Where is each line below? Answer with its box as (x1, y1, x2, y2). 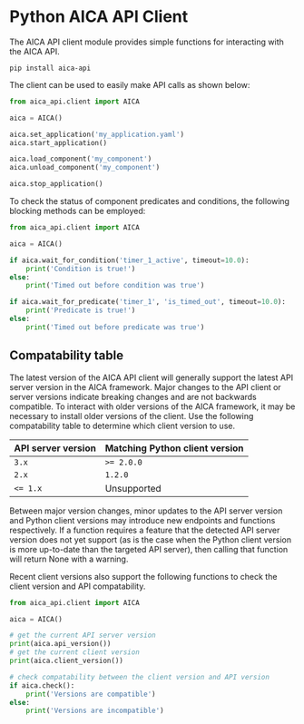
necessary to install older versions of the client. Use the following (9, 410, 254, 421)
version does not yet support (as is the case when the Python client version (9, 533, 292, 545)
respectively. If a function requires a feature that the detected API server (9, 524, 280, 535)
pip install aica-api (9, 64, 92, 73)
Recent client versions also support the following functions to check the (9, 571, 278, 582)
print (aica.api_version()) (9, 640, 112, 649)
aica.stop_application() (9, 180, 103, 189)
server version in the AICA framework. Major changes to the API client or (9, 381, 281, 392)
